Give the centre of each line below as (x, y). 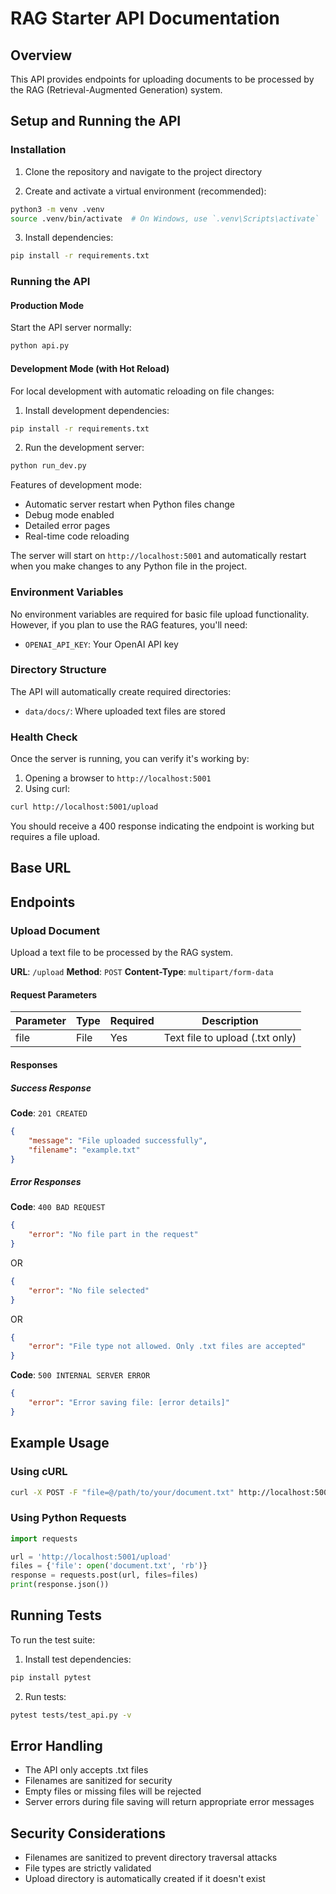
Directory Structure (58, 670)
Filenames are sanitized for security (98, 1781)
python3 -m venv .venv (57, 209)
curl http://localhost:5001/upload (84, 807)
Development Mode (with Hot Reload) (90, 368)
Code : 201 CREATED (49, 1113)
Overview (41, 55)
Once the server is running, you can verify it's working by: (130, 759)
